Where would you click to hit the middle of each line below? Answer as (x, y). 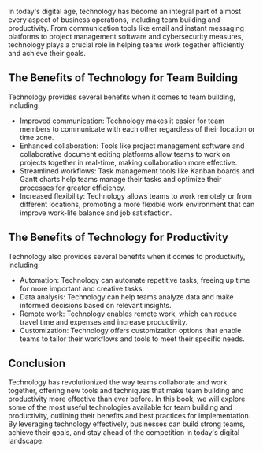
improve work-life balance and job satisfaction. (96, 213)
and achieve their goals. (47, 53)
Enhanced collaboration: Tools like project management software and (132, 146)
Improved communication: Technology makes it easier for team (122, 121)
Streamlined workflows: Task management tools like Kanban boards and (137, 171)
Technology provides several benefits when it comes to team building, (122, 97)
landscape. (26, 441)
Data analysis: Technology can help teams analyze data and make (126, 297)
